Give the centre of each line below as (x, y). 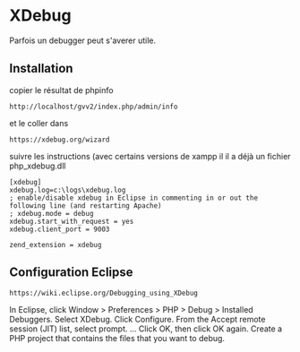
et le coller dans (39, 123)
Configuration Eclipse (71, 273)
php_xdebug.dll (38, 166)
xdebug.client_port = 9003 (60, 229)
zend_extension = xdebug (56, 245)
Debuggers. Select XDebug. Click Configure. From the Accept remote (137, 319)
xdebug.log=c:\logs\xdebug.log (68, 190)
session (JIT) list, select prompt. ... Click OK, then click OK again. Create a (146, 329)
